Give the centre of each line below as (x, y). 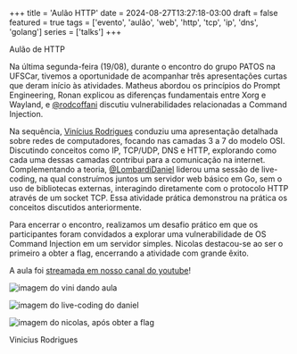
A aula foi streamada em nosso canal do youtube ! (100, 270)
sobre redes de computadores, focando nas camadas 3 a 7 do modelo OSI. (147, 141)
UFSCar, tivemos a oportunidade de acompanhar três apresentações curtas (148, 76)
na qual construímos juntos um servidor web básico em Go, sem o (161, 179)
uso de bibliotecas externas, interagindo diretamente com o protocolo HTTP (149, 188)
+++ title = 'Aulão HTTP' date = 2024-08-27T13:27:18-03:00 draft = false (144, 13)
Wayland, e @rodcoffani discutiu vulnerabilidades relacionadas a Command (148, 105)
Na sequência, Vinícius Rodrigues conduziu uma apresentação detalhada (144, 131)
